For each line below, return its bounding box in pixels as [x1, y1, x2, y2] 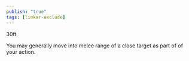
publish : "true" [6, 8, 47, 15]
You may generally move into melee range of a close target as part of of [6, 42, 184, 49]
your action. [6, 48, 36, 55]
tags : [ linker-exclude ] [6, 14, 66, 20]
